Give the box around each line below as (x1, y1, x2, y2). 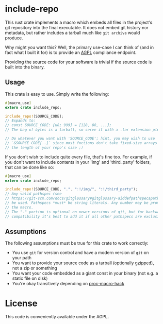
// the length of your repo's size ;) (5, 145, 83, 150)
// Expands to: (5, 118, 36, 123)
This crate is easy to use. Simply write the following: (5, 91, 109, 97)
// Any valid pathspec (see (5, 191, 62, 196)
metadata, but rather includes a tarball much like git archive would (5, 30, 140, 35)
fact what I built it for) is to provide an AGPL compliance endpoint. (5, 50, 137, 55)
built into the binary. (5, 64, 45, 70)
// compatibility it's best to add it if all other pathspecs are (5, 214, 142, 219)
